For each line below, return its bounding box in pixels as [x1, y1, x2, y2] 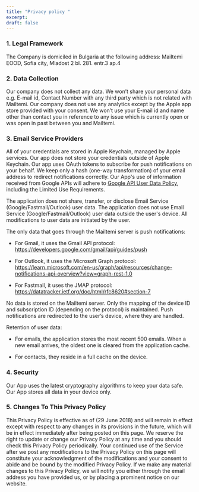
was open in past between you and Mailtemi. [6, 119, 116, 126]
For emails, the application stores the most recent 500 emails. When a [14, 335, 186, 343]
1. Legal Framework [6, 39, 64, 48]
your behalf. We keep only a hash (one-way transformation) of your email [6, 167, 185, 174]
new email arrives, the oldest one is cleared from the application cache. [14, 342, 190, 349]
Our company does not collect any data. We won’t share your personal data [6, 88, 191, 95]
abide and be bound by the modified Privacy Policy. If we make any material [6, 460, 192, 468]
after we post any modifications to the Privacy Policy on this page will [6, 448, 176, 455]
